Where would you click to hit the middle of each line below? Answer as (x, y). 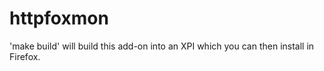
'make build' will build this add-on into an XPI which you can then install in (162, 46)
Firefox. (25, 56)
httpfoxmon (59, 18)
